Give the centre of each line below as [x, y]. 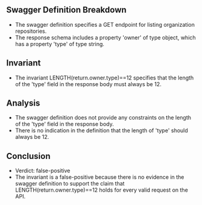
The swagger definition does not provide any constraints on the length [103, 118]
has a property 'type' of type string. [60, 44]
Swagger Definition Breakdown [66, 10]
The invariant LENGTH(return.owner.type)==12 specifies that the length [104, 78]
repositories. [31, 31]
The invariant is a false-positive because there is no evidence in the [99, 177]
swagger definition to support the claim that [70, 184]
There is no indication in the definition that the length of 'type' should [101, 130]
